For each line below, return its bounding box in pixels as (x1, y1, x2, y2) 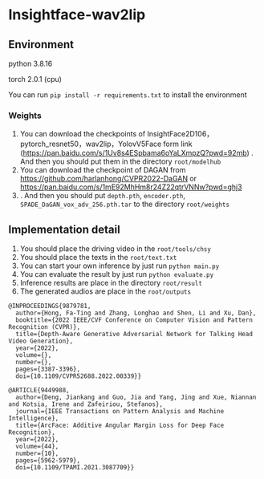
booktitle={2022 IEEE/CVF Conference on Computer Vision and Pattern (15, 316, 253, 324)
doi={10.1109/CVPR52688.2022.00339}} (15, 372, 142, 380)
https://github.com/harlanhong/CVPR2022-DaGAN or (19, 174, 197, 184)
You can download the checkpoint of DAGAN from (19, 165, 186, 175)
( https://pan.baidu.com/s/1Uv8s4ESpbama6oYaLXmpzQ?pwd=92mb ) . (19, 148, 254, 158)
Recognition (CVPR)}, (8, 323, 81, 331)
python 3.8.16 (8, 59, 53, 68)
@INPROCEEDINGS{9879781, (8, 302, 91, 311)
